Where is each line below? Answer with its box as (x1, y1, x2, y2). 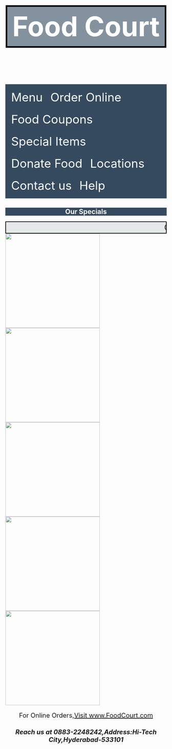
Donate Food (11, 156, 83, 171)
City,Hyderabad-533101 (48, 735, 124, 744)
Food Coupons (11, 112, 93, 127)
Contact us (11, 178, 72, 193)
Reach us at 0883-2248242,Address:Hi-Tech (15, 728, 157, 736)
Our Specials (65, 207, 107, 216)
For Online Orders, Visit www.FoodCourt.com (18, 711, 154, 719)
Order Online (50, 90, 122, 104)
